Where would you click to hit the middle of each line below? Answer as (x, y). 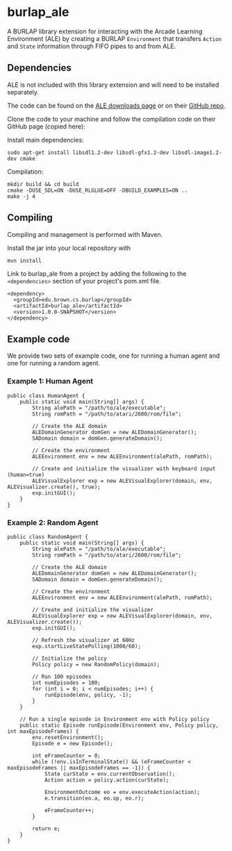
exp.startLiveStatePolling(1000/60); (86, 646)
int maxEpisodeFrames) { (43, 731)
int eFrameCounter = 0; (66, 755)
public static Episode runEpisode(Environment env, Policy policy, (119, 725)
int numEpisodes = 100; (66, 683)
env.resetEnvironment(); (68, 737)
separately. (23, 92)
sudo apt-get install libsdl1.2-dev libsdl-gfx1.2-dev (88, 152)
